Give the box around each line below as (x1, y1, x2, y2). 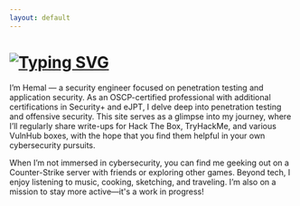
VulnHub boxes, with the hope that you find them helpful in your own (9, 130, 266, 141)
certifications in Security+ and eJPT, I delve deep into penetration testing (9, 101, 282, 112)
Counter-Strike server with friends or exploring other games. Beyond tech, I (9, 166, 291, 177)
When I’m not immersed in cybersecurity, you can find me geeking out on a (9, 157, 289, 168)
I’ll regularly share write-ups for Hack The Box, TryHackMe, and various (9, 120, 277, 131)
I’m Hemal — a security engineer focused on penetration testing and (9, 82, 264, 93)
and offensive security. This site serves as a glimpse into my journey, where (9, 110, 292, 122)
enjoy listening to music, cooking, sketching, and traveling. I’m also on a (9, 176, 277, 187)
